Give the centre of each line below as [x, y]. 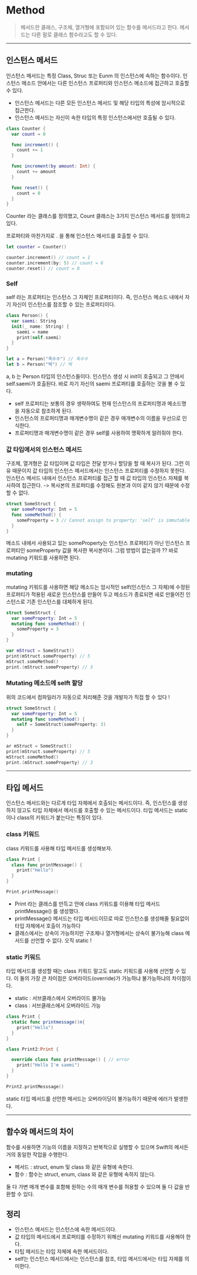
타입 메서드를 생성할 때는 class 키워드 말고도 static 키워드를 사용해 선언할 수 [93, 971]
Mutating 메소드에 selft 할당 [45, 683]
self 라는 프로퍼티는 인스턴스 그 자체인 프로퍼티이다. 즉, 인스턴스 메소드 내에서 [95, 297]
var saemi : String [34, 321]
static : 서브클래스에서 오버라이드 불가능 [60, 998]
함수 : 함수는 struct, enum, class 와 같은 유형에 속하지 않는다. [85, 1174]
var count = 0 [28, 134]
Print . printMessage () [33, 892]
